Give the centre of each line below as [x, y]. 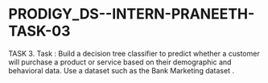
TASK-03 [39, 31]
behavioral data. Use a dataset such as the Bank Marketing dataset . [122, 70]
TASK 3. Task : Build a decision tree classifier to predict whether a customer [134, 53]
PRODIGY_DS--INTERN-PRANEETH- [132, 14]
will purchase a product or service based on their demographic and [120, 62]
